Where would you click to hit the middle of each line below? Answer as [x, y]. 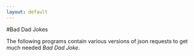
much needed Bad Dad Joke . [43, 47]
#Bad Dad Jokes [27, 29]
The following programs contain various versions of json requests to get [97, 41]
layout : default [27, 12]
